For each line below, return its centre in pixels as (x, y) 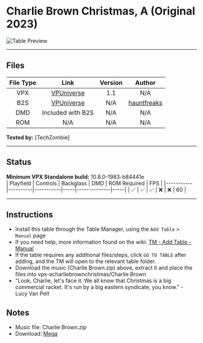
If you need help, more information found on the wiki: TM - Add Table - (103, 242)
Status (19, 162)
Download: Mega (36, 334)
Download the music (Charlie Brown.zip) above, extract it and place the (104, 268)
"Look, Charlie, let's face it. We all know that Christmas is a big (93, 281)
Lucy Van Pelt (32, 294)
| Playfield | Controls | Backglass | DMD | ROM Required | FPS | (85, 183)
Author (145, 82)
